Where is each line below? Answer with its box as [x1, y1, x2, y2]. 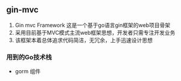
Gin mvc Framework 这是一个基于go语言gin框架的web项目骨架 [14, 21, 171, 29]
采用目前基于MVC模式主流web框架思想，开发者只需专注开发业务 [14, 29, 176, 36]
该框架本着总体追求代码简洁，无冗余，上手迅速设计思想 [14, 36, 153, 44]
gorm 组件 [14, 68, 41, 75]
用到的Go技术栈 [6, 53, 52, 61]
